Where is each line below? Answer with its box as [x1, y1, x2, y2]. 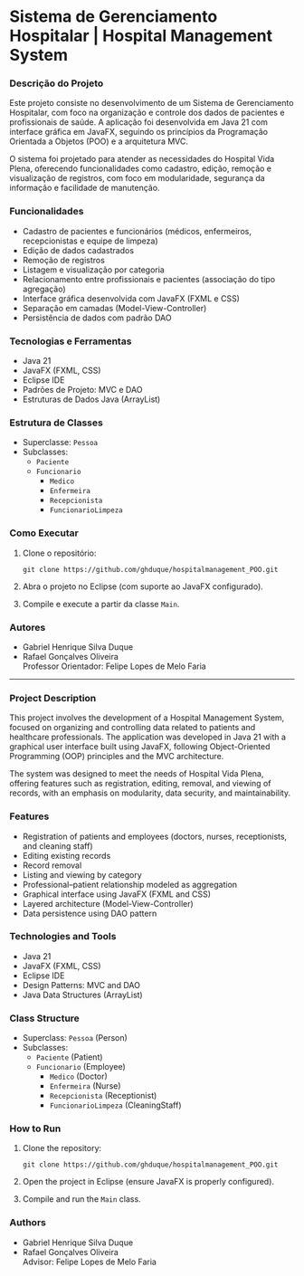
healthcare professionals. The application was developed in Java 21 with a [9, 731, 287, 743]
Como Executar [9, 527, 79, 539]
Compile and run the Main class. [22, 1194, 142, 1205]
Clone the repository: [22, 1143, 102, 1154]
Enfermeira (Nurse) [49, 1081, 121, 1091]
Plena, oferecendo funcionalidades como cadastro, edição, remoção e [9, 163, 272, 174]
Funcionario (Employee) [35, 1062, 127, 1072]
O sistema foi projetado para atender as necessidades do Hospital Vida [9, 154, 275, 165]
